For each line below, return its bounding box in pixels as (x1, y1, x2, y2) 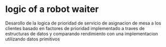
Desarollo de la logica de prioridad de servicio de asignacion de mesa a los (5, 20, 161, 26)
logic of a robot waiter (5, 3, 99, 15)
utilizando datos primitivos (5, 36, 60, 42)
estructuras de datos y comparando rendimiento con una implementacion (5, 30, 158, 36)
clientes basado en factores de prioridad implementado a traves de (5, 25, 145, 31)
